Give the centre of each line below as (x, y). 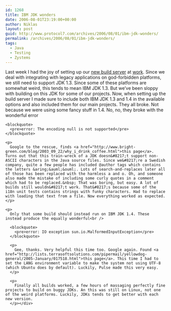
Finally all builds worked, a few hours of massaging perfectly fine (90, 286)
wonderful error (22, 115)
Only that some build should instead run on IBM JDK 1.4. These (80, 214)
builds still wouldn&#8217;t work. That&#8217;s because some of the (81, 187)
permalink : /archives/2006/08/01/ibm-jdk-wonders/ (60, 39)
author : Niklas (21, 24)
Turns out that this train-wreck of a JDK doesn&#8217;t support (76, 156)
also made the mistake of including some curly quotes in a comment (80, 178)
